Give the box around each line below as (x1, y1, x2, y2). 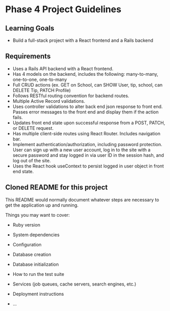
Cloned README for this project (5, 183, 108, 192)
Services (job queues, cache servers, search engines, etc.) (12, 281, 137, 287)
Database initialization (12, 261, 59, 267)
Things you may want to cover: (5, 212, 70, 218)
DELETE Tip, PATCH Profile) (12, 87, 71, 93)
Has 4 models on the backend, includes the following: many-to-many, (12, 71, 158, 77)
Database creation (12, 251, 52, 258)
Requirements (5, 52, 51, 61)
